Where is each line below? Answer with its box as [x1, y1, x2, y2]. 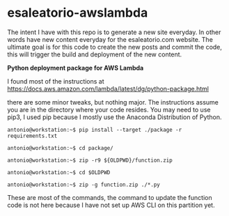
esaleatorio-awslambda [7, 5, 148, 21]
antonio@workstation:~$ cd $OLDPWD [7, 169, 111, 176]
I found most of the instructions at [7, 77, 104, 85]
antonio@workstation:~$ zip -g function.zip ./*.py [7, 181, 160, 188]
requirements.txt [7, 132, 58, 139]
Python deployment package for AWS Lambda [7, 63, 144, 72]
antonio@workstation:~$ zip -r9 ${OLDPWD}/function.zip [7, 157, 173, 164]
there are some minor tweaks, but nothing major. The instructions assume [7, 98, 219, 106]
